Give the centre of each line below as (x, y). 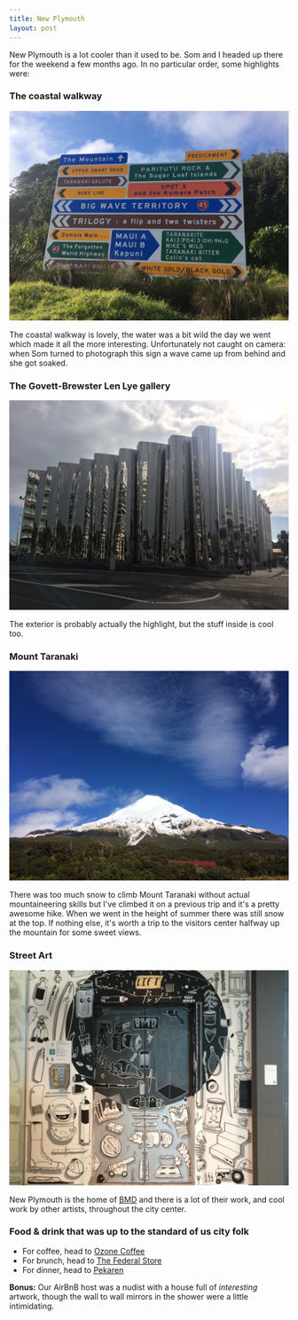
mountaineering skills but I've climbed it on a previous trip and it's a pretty (145, 904)
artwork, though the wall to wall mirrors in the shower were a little (129, 1296)
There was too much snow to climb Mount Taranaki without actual (129, 895)
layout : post (33, 28)
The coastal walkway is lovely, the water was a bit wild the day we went (140, 334)
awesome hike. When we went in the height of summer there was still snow (147, 914)
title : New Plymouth (47, 19)
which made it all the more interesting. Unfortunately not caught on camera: (148, 344)
